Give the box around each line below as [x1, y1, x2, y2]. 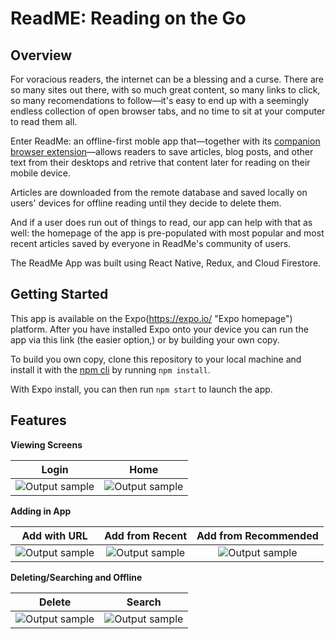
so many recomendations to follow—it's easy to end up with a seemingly [10, 95, 310, 106]
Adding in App [10, 505, 72, 517]
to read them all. [10, 116, 78, 127]
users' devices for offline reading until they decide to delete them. [10, 197, 282, 209]
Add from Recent [104, 528, 188, 542]
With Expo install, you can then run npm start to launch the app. [10, 383, 273, 395]
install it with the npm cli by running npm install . [10, 363, 211, 376]
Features [10, 412, 67, 429]
